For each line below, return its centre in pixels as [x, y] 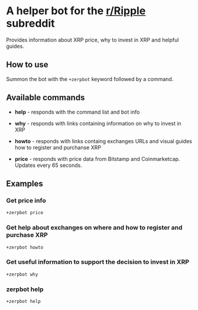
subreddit [30, 23]
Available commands [46, 98]
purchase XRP [27, 235]
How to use [27, 65]
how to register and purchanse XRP [58, 147]
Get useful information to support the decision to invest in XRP [98, 262]
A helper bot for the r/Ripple [76, 11]
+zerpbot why [22, 274]
